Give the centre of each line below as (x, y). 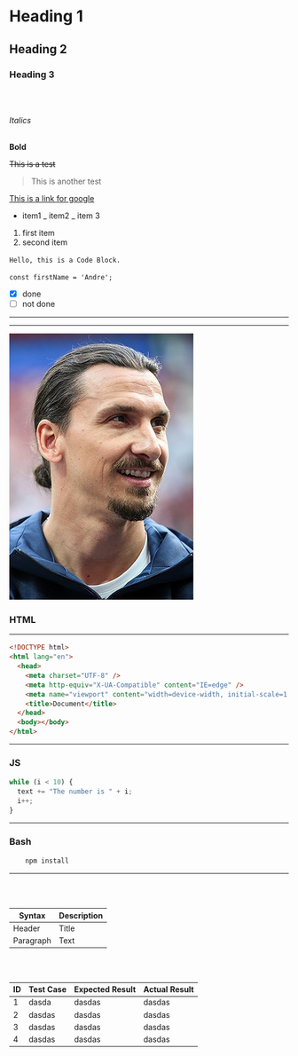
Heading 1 (47, 16)
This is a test (32, 164)
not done (39, 303)
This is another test (66, 181)
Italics (20, 120)
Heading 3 (32, 75)
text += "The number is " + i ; (75, 792)
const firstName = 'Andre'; (61, 277)
